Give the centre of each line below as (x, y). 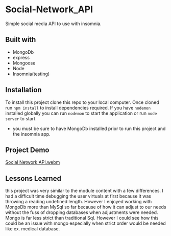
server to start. (21, 118)
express (21, 57)
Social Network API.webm (33, 162)
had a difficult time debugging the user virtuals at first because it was (78, 196)
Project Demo (27, 150)
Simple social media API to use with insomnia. (53, 24)
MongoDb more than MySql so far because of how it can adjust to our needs (86, 207)
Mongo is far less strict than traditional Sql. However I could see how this (82, 218)
